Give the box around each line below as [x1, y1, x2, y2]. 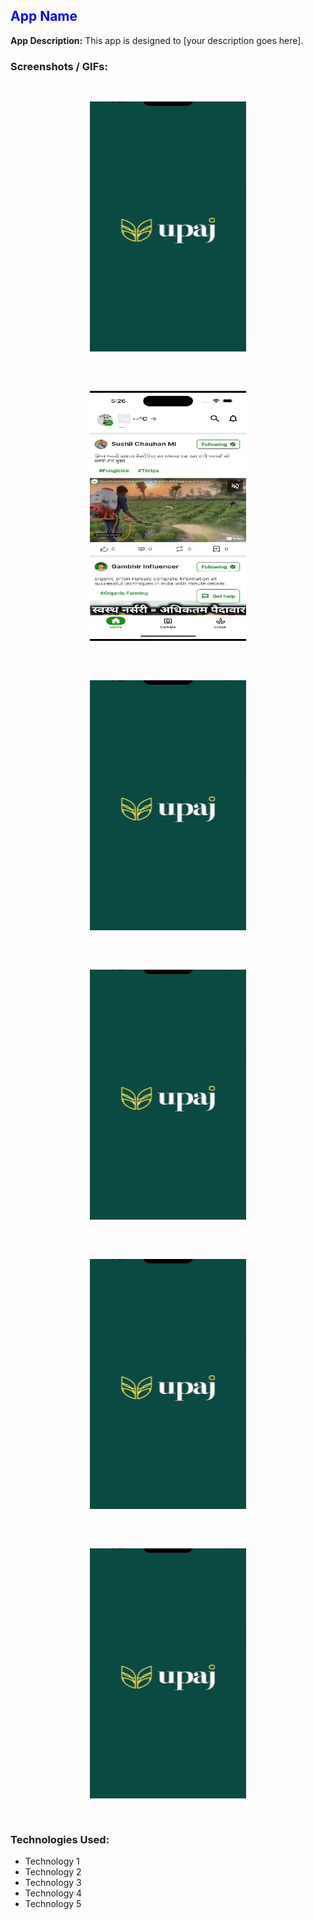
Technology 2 [24, 1866, 82, 1878]
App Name [10, 8, 78, 25]
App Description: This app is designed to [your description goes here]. [10, 34, 304, 46]
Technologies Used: [10, 1833, 110, 1847]
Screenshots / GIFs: [10, 59, 108, 73]
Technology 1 [24, 1855, 80, 1868]
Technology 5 [24, 1898, 82, 1910]
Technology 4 [24, 1887, 83, 1899]
